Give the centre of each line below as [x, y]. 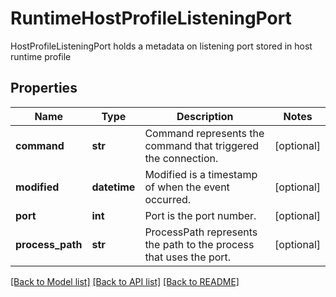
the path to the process [199, 244]
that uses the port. [188, 257]
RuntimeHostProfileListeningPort [151, 18]
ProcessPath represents [201, 232]
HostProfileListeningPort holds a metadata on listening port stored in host [161, 46]
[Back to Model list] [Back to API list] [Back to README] [125, 281]
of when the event [187, 187]
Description [205, 116]
